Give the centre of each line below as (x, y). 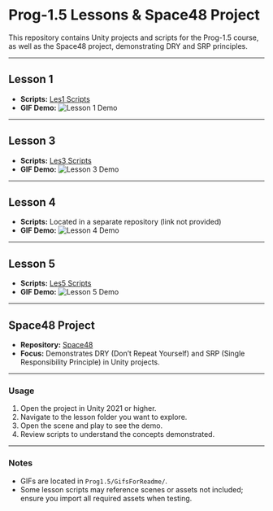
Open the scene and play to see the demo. (91, 426)
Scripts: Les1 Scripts (55, 98)
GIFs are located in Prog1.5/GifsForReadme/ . (94, 481)
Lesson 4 (32, 202)
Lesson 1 (31, 79)
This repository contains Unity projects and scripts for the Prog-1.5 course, (134, 37)
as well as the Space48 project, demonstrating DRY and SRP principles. (128, 46)
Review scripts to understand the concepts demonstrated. (117, 435)
